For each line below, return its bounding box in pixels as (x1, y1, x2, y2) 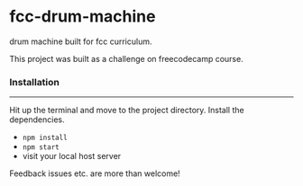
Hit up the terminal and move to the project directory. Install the (9, 105, 245, 116)
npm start (22, 143, 60, 152)
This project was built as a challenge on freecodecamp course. (9, 53, 243, 64)
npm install (22, 133, 68, 143)
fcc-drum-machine (9, 6, 156, 27)
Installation (9, 75, 60, 88)
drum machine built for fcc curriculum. (9, 36, 152, 47)
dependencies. (9, 114, 65, 125)
